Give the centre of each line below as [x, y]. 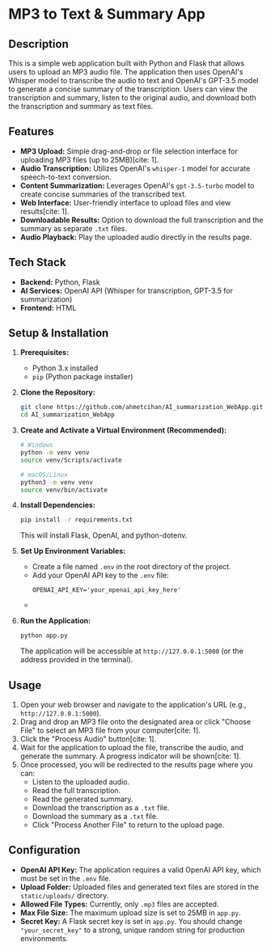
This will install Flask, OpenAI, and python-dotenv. [104, 535]
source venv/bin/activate [64, 490]
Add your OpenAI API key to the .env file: [100, 576]
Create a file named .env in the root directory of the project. [131, 567]
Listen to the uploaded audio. [81, 782]
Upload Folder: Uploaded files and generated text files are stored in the [139, 887]
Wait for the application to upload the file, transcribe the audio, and [132, 747]
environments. [44, 938]
